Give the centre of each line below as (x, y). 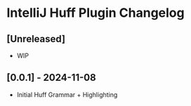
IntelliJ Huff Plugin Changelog (95, 13)
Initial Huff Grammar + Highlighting (67, 94)
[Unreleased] (36, 39)
